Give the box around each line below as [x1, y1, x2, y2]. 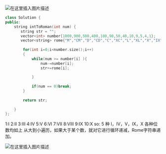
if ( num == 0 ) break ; [31, 84, 72, 89]
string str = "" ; [20, 29, 56, 34]
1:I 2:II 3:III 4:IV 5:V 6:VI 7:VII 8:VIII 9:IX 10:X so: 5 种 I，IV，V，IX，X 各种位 [5, 121, 158, 127]
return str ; [23, 98, 48, 103]
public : [5, 20, 21, 25]
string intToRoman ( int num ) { [14, 24, 77, 29]
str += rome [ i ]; [40, 66, 70, 71]
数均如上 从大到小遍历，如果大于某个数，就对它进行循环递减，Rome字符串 [5, 127, 157, 133]
